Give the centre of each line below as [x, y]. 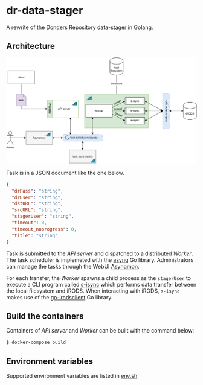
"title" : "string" [35, 235]
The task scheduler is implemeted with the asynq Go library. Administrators [100, 259]
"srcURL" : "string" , [37, 210]
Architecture [31, 46]
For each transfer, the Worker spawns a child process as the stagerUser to [99, 278]
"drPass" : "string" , [37, 191]
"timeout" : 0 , [29, 223]
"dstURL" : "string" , [37, 204]
